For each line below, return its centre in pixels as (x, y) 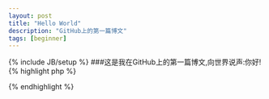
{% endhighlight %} (41, 87)
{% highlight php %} (43, 71)
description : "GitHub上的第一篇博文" (68, 31)
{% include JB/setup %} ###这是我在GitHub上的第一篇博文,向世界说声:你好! (135, 62)
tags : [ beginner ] (38, 38)
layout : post (30, 16)
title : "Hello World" (45, 23)
